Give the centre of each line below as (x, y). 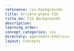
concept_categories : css (31, 32)
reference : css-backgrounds (34, 9)
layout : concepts (23, 41)
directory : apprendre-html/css (37, 37)
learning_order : (22, 28)
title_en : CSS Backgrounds (33, 18)
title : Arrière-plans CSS (32, 14)
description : (18, 23)
